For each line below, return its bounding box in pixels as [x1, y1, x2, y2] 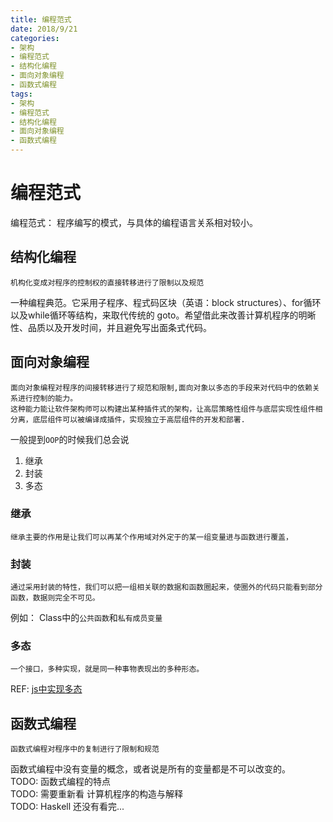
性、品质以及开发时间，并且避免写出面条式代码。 [10, 321, 212, 333]
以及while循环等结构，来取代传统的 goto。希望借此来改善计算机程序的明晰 [10, 309, 317, 321]
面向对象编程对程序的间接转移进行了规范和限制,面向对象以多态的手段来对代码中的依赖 [10, 382, 313, 393]
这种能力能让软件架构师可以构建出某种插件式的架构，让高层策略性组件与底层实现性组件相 [10, 404, 323, 414]
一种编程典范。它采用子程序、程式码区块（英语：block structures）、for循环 [10, 296, 322, 308]
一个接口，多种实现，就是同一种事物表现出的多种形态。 [10, 664, 205, 675]
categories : [10, 33, 60, 43]
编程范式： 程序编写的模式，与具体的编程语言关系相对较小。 [10, 216, 258, 228]
